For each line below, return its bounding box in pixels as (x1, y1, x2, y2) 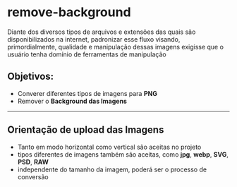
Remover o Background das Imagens (17, 97, 127, 105)
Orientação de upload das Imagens (7, 124, 164, 136)
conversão (17, 172, 49, 181)
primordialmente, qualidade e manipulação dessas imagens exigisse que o (7, 42, 224, 51)
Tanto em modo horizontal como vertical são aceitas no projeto (17, 143, 202, 151)
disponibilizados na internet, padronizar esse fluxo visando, (7, 35, 181, 43)
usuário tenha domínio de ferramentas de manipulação (7, 50, 167, 59)
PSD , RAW (17, 157, 49, 166)
